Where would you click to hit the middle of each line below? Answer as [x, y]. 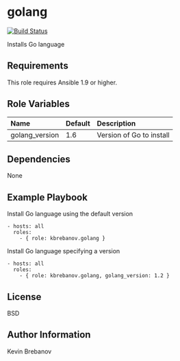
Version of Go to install [133, 135]
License [24, 297]
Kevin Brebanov [29, 351]
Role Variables [38, 104]
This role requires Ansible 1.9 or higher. [62, 82]
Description [116, 123]
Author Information [49, 335]
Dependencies [39, 159]
